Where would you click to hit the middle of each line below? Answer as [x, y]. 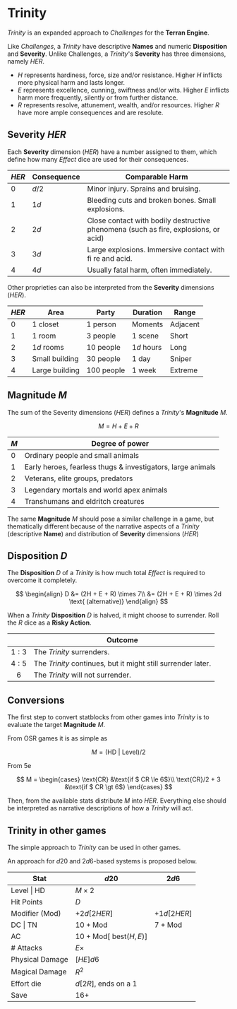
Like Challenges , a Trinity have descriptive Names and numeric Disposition [117, 46]
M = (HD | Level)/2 [119, 752]
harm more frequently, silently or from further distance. [98, 98]
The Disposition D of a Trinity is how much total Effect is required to [107, 573]
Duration [148, 312]
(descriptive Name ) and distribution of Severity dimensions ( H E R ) [103, 533]
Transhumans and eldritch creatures [84, 501]
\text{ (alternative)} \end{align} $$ [119, 601]
